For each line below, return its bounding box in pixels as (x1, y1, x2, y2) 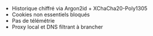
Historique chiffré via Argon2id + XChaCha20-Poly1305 (11, 5, 148, 12)
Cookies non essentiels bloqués (11, 11, 90, 18)
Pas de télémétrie (11, 17, 55, 24)
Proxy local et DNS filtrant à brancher (11, 23, 103, 30)
